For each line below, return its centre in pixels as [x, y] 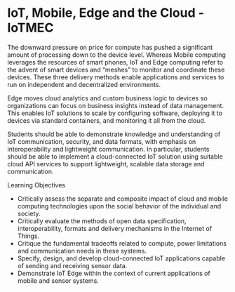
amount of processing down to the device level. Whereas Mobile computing [117, 55]
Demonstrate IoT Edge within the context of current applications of [114, 273]
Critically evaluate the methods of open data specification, [102, 221]
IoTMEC [31, 28]
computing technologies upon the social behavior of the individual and [119, 206]
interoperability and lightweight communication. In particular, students [108, 149]
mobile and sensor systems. [58, 280]
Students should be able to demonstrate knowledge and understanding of [114, 134]
